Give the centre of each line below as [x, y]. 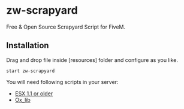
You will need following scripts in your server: [62, 82]
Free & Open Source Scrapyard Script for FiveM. [66, 27]
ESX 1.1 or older [34, 94]
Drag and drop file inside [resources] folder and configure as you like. [92, 60]
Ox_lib [23, 99]
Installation [28, 46]
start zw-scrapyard [31, 71]
